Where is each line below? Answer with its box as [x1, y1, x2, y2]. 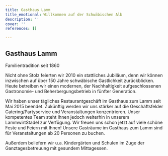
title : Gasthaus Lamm [5, 7, 51, 13]
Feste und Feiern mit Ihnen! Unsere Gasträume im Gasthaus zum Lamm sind [5, 124, 162, 131]
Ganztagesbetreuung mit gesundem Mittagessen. [5, 145, 108, 151]
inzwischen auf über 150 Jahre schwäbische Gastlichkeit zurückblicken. [5, 77, 154, 84]
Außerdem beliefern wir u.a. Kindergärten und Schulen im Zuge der [5, 139, 145, 146]
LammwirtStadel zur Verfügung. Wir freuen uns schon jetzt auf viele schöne [5, 119, 163, 125]
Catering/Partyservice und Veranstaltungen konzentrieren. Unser [5, 109, 140, 115]
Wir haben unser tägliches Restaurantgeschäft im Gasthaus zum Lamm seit [5, 98, 161, 104]
